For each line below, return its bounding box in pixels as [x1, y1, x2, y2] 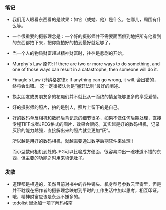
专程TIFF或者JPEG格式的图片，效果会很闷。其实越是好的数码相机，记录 [12, 121, 160, 127]
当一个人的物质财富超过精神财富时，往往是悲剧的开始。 [12, 50, 126, 56]
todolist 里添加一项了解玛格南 [12, 200, 73, 206]
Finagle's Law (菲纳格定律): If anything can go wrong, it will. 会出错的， [12, 77, 159, 83]
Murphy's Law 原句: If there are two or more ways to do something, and [12, 61, 160, 67]
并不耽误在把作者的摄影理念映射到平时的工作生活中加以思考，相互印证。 [12, 187, 161, 193]
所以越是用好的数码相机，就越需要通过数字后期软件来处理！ [12, 138, 135, 144]
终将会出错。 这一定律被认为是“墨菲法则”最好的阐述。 [12, 83, 123, 89]
